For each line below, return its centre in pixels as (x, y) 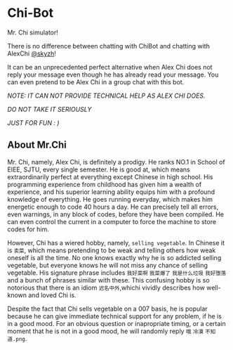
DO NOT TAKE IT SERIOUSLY (49, 109)
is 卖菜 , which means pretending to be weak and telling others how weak (112, 250)
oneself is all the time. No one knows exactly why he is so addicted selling (114, 257)
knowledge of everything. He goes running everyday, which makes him (110, 199)
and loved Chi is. (52, 295)
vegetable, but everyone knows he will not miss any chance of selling (108, 265)
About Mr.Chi (37, 145)
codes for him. (28, 229)
